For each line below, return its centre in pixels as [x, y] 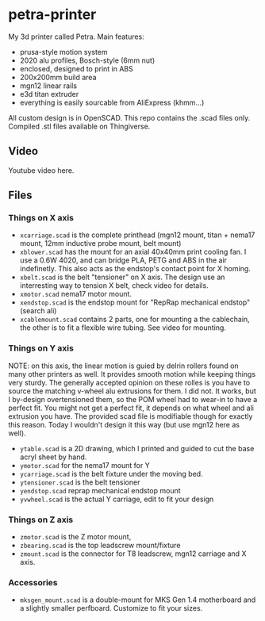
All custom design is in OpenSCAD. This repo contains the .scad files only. [129, 117]
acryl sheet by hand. [53, 457]
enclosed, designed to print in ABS [76, 68]
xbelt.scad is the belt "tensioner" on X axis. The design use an [122, 277]
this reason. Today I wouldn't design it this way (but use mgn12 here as [124, 424]
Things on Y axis [41, 348]
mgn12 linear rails [48, 86]
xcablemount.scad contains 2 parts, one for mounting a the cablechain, [134, 320]
